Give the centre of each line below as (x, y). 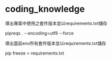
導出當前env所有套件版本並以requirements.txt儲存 (56, 43)
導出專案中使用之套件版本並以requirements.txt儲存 (56, 23)
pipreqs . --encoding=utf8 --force (39, 33)
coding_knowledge (45, 9)
